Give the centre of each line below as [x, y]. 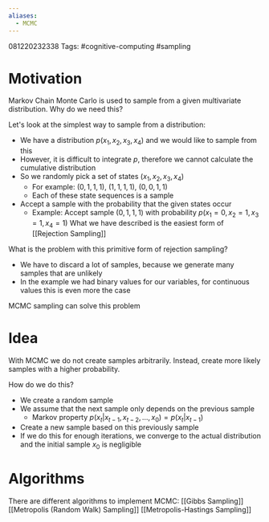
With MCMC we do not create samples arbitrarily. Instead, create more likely [134, 360]
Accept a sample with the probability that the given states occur [126, 204]
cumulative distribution [58, 168]
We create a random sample [67, 400]
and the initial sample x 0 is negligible [81, 445]
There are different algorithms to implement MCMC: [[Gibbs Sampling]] [126, 501]
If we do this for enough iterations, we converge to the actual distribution [140, 436]
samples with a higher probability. [64, 369]
